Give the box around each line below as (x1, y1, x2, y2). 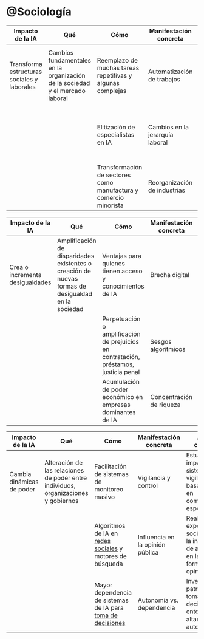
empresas (102, 400, 131, 409)
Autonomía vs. (137, 596, 179, 604)
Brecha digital (150, 270, 190, 279)
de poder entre (44, 473, 87, 482)
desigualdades (9, 278, 52, 287)
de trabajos (148, 75, 181, 83)
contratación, (102, 352, 140, 361)
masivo (93, 493, 115, 501)
